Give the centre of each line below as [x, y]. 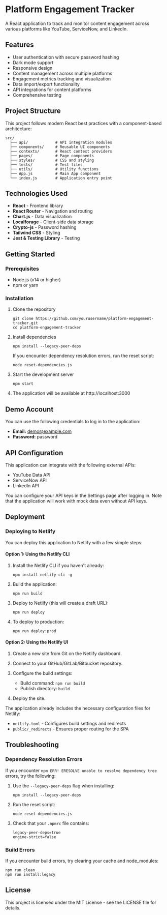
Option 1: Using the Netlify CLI [38, 554]
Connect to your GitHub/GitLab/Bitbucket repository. [68, 663]
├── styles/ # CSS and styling [52, 160]
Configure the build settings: [42, 673]
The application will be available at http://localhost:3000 [71, 393]
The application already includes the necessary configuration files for [78, 709]
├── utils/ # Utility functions [54, 169]
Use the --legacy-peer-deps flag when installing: [63, 786]
